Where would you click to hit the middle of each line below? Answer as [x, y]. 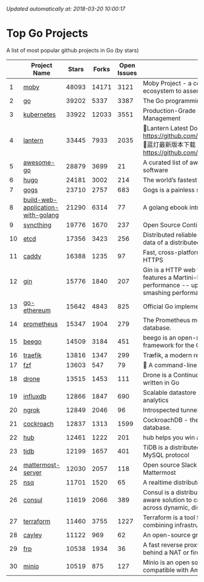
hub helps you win [169, 437]
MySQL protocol [166, 455]
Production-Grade [169, 110]
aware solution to [167, 500]
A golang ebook [165, 207]
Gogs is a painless [169, 190]
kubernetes [40, 114]
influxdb [35, 396]
